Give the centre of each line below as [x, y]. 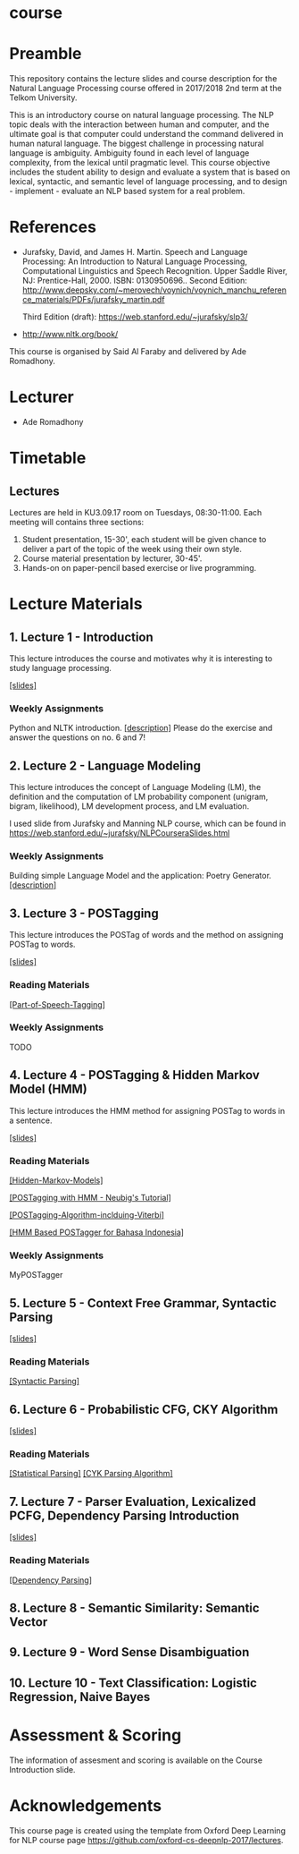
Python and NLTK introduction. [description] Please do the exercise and [141, 728]
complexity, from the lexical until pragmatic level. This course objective [140, 163]
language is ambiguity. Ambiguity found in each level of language [129, 153]
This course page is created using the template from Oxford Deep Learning [147, 1830]
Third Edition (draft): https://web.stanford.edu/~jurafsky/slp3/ [135, 317]
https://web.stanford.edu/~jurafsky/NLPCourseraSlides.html [120, 833]
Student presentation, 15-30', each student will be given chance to [144, 539]
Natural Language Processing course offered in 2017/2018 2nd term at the [146, 89]
